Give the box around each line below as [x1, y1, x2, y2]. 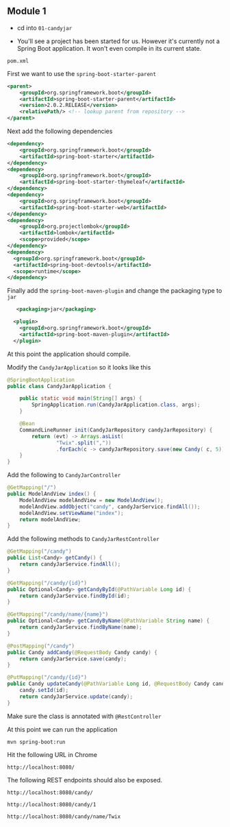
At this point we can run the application [7, 725, 118, 733]
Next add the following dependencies [7, 127, 113, 136]
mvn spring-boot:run [7, 739, 66, 745]
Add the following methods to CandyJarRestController [7, 535, 159, 543]
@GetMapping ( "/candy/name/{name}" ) [7, 611, 109, 618]
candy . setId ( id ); [19, 687, 69, 694]
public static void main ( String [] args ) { [19, 395, 142, 402]
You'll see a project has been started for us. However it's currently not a [16, 37, 220, 45]
